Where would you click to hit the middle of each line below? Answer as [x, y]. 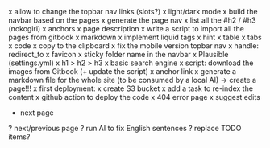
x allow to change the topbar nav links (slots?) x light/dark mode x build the [133, 12]
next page [37, 113]
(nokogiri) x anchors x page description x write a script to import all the [126, 29]
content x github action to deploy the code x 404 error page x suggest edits [134, 97]
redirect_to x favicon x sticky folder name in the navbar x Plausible [118, 54]
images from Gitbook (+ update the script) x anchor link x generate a [122, 71]
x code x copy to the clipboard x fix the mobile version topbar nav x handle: [134, 46]
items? [19, 137]
